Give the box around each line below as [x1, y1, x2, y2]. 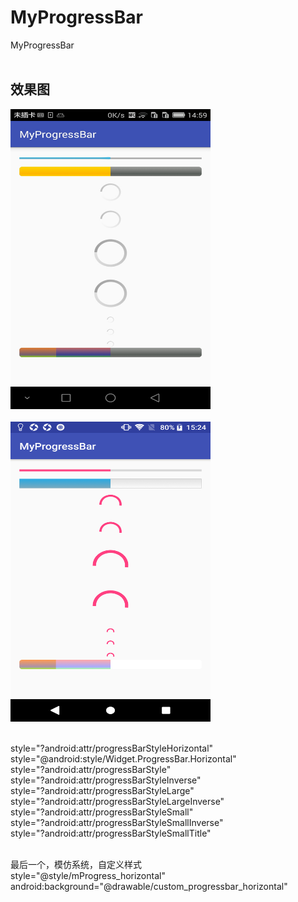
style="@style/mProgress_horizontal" [10, 869, 166, 881]
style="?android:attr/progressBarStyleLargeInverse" [10, 795, 225, 807]
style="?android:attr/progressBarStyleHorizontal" [10, 742, 214, 754]
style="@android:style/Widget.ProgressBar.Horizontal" [10, 752, 237, 765]
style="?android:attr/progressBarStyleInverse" [10, 774, 202, 786]
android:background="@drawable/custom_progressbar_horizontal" [10, 880, 288, 892]
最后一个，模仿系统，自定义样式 [10, 858, 142, 870]
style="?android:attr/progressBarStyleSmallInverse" [10, 816, 224, 828]
